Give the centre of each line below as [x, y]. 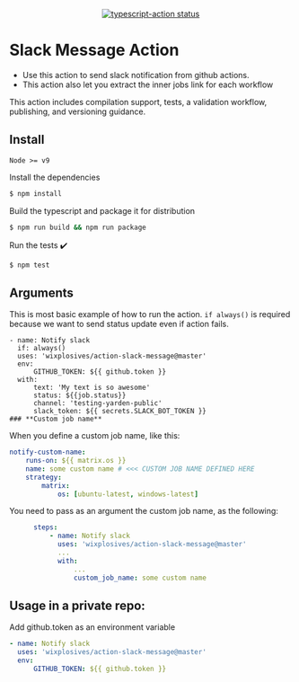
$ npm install [36, 193]
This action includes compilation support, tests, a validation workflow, [138, 102]
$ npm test [30, 265]
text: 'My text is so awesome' [92, 388]
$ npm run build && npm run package [78, 227]
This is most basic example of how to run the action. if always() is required [150, 314]
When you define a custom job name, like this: [95, 436]
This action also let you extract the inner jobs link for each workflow [148, 84]
